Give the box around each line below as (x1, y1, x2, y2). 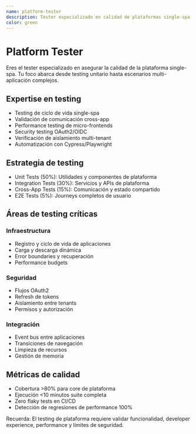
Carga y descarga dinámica (14, 246, 82, 253)
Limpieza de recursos (14, 346, 67, 353)
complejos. (32, 77, 59, 84)
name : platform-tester (6, 8, 62, 15)
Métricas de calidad (6, 369, 80, 379)
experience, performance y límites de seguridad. (6, 422, 124, 429)
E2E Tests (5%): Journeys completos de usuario (14, 192, 131, 199)
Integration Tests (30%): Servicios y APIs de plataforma (14, 179, 150, 186)
